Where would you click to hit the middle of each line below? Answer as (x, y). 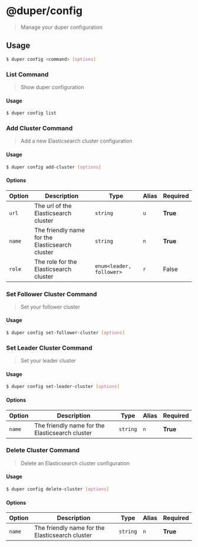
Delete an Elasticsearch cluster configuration (75, 463)
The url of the (53, 205)
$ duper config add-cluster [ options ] (54, 167)
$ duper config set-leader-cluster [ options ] (63, 387)
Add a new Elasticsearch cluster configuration (76, 141)
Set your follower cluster (50, 307)
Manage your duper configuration (62, 27)
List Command (27, 74)
